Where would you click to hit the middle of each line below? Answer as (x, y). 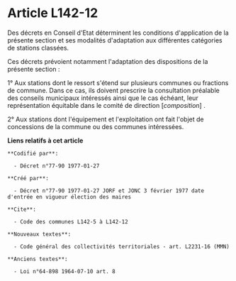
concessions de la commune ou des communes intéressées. (96, 126)
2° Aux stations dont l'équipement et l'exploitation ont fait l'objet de (106, 119)
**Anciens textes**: (38, 259)
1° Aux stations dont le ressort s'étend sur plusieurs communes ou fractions (118, 82)
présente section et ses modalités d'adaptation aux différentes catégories (115, 40)
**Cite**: (22, 209)
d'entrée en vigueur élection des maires (69, 197)
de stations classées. (38, 48)
